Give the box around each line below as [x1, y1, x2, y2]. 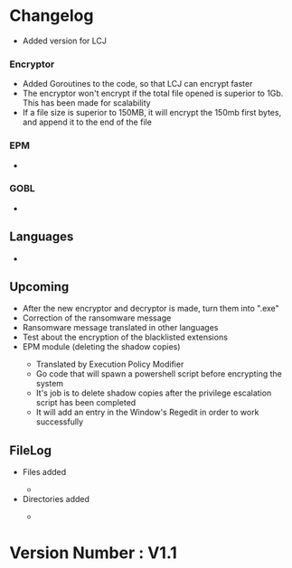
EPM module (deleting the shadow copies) [22, 341, 181, 352]
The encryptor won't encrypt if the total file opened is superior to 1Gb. [22, 88, 284, 99]
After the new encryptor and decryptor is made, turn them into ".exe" [22, 303, 280, 314]
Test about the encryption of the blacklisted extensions [22, 331, 229, 343]
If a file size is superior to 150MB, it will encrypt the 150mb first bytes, [22, 107, 282, 118]
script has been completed [35, 397, 137, 408]
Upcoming [9, 279, 70, 294]
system [35, 378, 64, 389]
